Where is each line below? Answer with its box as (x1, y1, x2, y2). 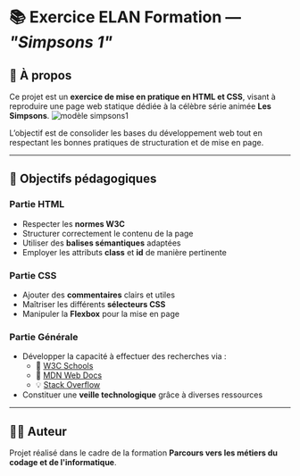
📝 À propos (9, 68, 72, 83)
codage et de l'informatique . (9, 457, 118, 468)
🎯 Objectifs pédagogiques (9, 171, 157, 187)
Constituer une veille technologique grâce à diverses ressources (21, 389, 263, 400)
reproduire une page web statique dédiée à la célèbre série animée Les (9, 101, 272, 112)
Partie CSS (9, 269, 57, 281)
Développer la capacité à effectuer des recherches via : (21, 351, 227, 362)
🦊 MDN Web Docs (35, 370, 103, 380)
